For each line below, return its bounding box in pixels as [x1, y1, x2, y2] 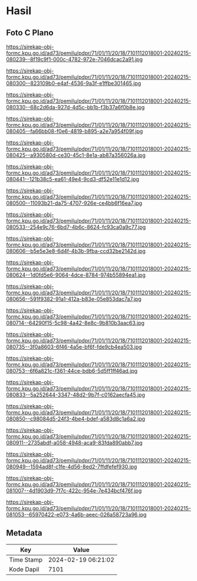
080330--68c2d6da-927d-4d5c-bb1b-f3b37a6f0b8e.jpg [6, 104, 145, 110]
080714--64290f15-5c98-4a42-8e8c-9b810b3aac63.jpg [6, 320, 145, 326]
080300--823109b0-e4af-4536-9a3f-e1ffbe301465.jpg [6, 80, 142, 87]
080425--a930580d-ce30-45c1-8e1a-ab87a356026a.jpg [6, 152, 146, 159]
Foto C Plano [6, 28, 54, 38]
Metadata [6, 528, 42, 538]
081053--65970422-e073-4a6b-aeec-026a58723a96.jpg [6, 511, 147, 518]
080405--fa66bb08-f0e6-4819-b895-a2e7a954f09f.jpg [6, 128, 143, 134]
